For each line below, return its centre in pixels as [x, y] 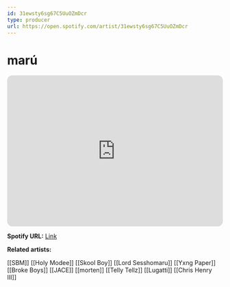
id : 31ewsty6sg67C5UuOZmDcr [47, 13]
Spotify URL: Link [32, 236]
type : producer [29, 20]
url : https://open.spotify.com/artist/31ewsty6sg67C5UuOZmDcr [98, 26]
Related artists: [29, 250]
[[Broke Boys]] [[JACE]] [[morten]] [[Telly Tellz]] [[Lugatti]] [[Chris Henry [110, 270]
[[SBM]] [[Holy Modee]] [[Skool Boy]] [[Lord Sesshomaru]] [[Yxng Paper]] [112, 263]
